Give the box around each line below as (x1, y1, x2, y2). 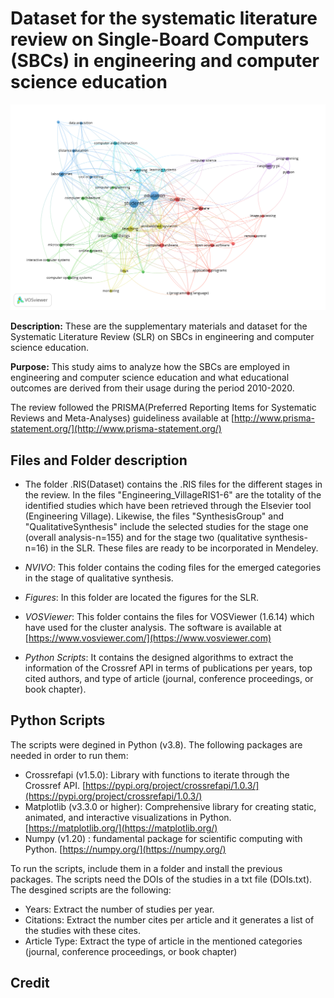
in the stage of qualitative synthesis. (24, 572, 174, 584)
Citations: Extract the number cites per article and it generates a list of (24, 913, 315, 926)
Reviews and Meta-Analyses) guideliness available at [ (10, 412, 235, 424)
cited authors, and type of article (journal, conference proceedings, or (24, 673, 314, 685)
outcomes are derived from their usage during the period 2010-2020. (10, 382, 295, 394)
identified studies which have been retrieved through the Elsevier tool (24, 500, 312, 512)
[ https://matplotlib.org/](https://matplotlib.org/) (24, 822, 218, 834)
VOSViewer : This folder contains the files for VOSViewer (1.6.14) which (24, 611, 315, 623)
